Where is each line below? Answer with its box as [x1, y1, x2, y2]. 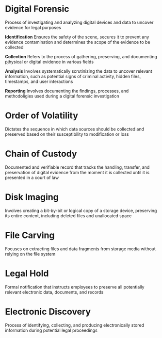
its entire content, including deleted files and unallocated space [5, 212, 132, 219]
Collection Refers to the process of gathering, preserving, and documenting [5, 53, 158, 59]
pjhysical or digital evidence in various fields [5, 59, 94, 64]
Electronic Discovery [5, 306, 91, 317]
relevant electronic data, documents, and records [5, 289, 104, 295]
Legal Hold [5, 268, 49, 279]
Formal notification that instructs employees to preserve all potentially [5, 284, 145, 290]
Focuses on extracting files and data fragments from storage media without [5, 246, 156, 252]
